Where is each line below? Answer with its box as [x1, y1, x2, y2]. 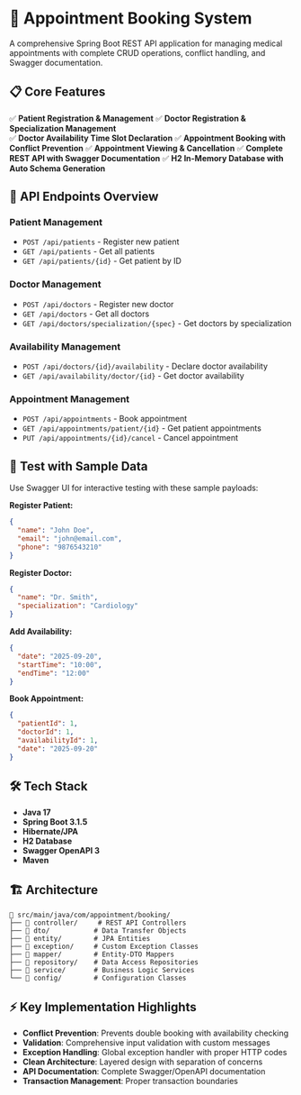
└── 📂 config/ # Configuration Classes [9, 973, 187, 983]
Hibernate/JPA [22, 826, 79, 837]
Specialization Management [9, 123, 117, 133]
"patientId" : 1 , [17, 719, 78, 728]
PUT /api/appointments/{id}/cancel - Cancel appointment [22, 433, 239, 443]
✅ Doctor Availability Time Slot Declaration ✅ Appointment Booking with [9, 132, 286, 143]
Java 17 [22, 807, 51, 818]
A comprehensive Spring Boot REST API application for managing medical [9, 38, 283, 49]
